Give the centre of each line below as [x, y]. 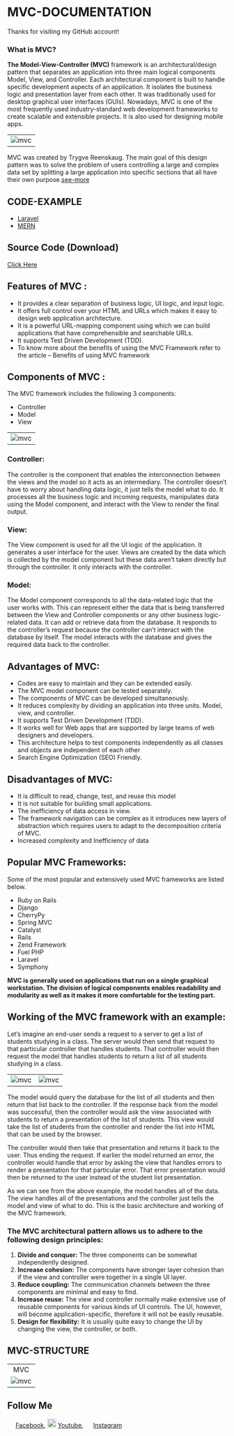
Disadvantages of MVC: [60, 779]
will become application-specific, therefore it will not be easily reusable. [120, 1314]
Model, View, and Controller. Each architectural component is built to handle [116, 79]
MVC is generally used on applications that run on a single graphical [108, 980]
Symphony [33, 967]
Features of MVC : [47, 287]
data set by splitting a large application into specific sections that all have [112, 172]
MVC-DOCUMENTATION [79, 12]
